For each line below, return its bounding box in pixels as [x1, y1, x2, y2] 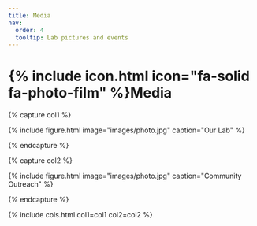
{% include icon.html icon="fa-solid [8, 68, 250, 85]
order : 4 [15, 26, 44, 34]
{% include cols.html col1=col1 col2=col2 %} [8, 210, 154, 220]
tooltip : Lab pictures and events [15, 33, 128, 42]
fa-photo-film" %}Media [8, 84, 172, 102]
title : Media [8, 11, 51, 20]
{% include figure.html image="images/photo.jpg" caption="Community [8, 171, 242, 181]
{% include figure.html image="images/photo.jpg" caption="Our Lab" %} [8, 125, 246, 135]
